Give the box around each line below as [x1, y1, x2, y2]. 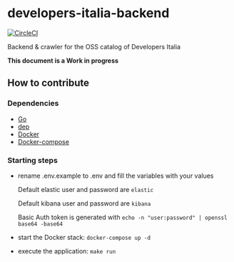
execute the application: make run [17, 246, 116, 255]
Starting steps [7, 155, 58, 165]
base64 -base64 [17, 220, 63, 228]
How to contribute [7, 77, 90, 89]
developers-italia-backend [7, 5, 170, 21]
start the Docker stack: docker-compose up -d [17, 233, 151, 241]
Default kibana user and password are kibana [17, 198, 151, 208]
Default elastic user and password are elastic [17, 185, 154, 193]
